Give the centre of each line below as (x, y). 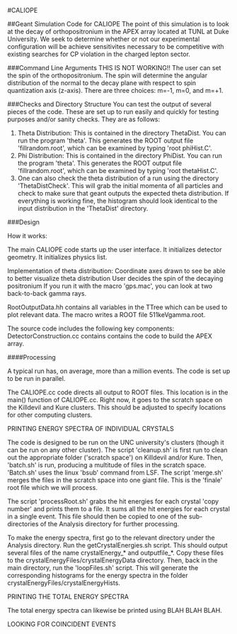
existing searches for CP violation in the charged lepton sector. (99, 54)
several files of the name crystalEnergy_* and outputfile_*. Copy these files (116, 553)
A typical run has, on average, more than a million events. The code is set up (119, 371)
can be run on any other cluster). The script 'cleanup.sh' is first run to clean (117, 450)
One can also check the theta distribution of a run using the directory (118, 178)
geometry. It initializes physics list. (57, 257)
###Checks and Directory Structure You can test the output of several (110, 104)
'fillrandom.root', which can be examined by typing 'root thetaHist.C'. (117, 171)
